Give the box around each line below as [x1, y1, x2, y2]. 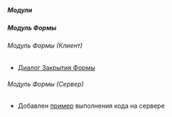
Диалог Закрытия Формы [17, 63, 96, 72]
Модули [7, 6, 33, 14]
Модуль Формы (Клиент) [7, 41, 83, 50]
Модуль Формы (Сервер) [7, 79, 84, 88]
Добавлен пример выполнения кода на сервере [17, 101, 165, 110]
